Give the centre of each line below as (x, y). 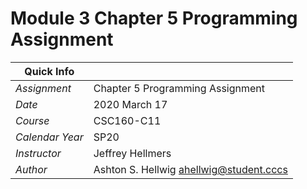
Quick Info (49, 71)
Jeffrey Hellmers (132, 153)
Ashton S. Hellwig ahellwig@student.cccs (190, 169)
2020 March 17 (130, 104)
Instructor (38, 153)
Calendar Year (49, 137)
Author (31, 169)
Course (32, 120)
